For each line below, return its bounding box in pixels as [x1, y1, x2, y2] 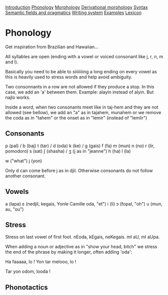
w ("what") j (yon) [5, 158, 42, 164]
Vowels [5, 187, 29, 196]
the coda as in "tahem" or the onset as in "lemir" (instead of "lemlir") [5, 115, 147, 121]
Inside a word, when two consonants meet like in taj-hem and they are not [5, 104, 158, 110]
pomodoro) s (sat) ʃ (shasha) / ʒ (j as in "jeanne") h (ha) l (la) [5, 148, 131, 154]
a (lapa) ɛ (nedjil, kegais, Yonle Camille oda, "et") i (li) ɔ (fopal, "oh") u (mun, [5, 201, 162, 207]
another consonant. [5, 173, 46, 179]
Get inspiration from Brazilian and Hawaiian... [5, 44, 99, 50]
